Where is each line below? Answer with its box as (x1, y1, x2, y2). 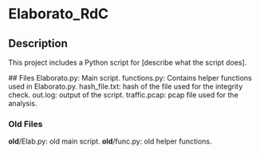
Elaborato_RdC (8, 5, 109, 23)
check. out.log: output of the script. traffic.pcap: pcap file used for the (8, 90, 239, 100)
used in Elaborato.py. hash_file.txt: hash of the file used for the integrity (8, 81, 243, 91)
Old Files (8, 118, 43, 129)
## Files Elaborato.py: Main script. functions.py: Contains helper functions (8, 73, 253, 82)
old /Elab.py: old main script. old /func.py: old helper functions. (8, 136, 213, 146)
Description (8, 37, 68, 50)
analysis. (8, 99, 37, 108)
